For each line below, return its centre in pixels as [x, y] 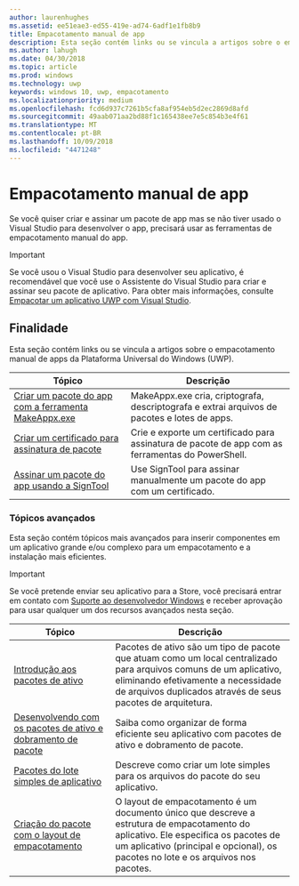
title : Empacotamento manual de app [77, 34]
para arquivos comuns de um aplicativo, [198, 669]
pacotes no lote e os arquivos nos [186, 857]
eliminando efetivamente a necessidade [198, 680]
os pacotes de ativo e [59, 728]
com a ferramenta [51, 407]
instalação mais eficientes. [58, 556]
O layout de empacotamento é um [186, 801]
